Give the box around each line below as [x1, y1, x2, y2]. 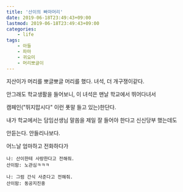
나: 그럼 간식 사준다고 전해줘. [6, 174, 73, 180]
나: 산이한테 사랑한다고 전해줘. [6, 155, 75, 162]
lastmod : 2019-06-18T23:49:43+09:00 [6, 20, 99, 26]
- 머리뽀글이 [17, 60, 44, 66]
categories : [6, 26, 37, 32]
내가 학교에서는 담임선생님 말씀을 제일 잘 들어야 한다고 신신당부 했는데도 [6, 116, 178, 124]
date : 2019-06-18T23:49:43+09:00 [6, 15, 91, 21]
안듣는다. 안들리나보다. [6, 129, 60, 137]
